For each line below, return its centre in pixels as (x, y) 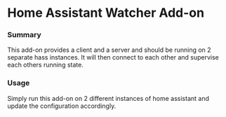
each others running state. (46, 65)
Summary (25, 35)
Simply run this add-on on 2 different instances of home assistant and (108, 98)
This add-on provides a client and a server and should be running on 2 (109, 50)
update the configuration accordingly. (62, 106)
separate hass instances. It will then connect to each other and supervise (113, 57)
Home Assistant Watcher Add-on (106, 13)
